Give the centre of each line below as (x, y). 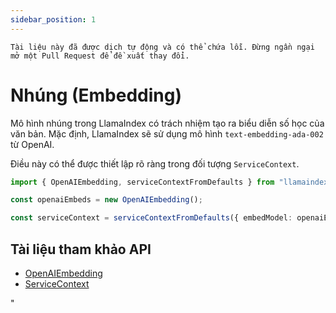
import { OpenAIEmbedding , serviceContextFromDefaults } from (142, 182)
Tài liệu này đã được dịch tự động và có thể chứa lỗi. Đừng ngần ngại (162, 47)
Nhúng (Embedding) (96, 95)
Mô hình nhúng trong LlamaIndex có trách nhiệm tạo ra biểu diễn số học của (167, 123)
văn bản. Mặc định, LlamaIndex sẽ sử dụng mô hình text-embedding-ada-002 (167, 133)
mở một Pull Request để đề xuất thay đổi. (100, 56)
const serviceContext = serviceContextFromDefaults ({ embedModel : (151, 218)
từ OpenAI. (32, 144)
